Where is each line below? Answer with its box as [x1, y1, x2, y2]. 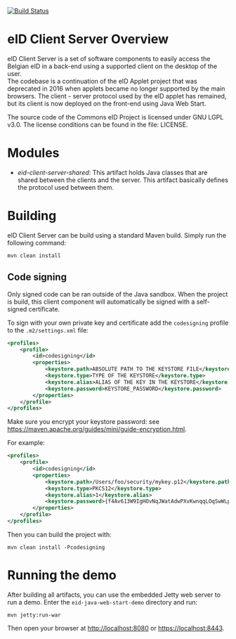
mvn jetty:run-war [7, 612, 61, 619]
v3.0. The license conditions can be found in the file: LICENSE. [7, 120, 188, 129]
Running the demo [7, 567, 117, 583]
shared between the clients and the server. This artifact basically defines [17, 176, 228, 184]
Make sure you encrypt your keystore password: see [7, 418, 160, 426]
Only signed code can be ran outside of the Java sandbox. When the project [7, 290, 228, 298]
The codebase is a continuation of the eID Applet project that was [7, 77, 198, 85]
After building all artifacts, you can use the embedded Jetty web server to [7, 590, 221, 599]
